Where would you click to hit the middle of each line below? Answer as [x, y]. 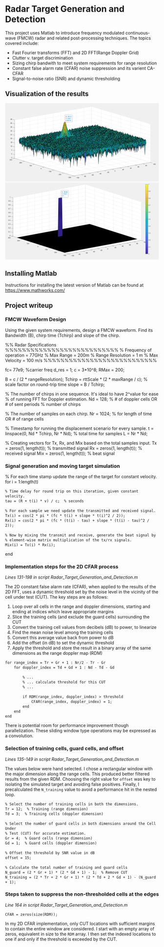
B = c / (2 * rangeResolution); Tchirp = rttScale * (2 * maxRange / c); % [76, 379]
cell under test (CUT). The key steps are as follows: [57, 597]
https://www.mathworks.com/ [35, 290]
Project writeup [29, 306]
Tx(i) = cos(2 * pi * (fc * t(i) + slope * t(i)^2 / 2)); [65, 516]
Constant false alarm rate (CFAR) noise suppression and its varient [79, 68]
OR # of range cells [24, 419]
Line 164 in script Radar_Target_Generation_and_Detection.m [66, 905]
